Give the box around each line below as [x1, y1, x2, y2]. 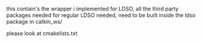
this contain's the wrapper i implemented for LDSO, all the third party [6, 5, 179, 12]
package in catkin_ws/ [6, 18, 63, 25]
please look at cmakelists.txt [6, 30, 78, 37]
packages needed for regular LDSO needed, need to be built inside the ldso [6, 12, 196, 19]
